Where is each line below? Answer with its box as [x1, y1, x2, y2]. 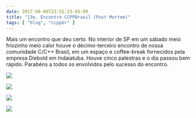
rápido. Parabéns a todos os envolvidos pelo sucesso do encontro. [6, 61, 169, 68]
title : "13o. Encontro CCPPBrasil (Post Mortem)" [6, 14, 131, 20]
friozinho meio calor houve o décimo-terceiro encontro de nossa [6, 42, 164, 49]
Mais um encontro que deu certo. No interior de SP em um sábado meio [6, 36, 181, 43]
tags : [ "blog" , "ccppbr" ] [6, 19, 76, 25]
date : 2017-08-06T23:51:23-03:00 [6, 8, 89, 15]
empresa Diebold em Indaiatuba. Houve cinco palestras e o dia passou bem [6, 54, 190, 62]
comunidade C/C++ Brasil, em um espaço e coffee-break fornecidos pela [6, 48, 185, 55]
